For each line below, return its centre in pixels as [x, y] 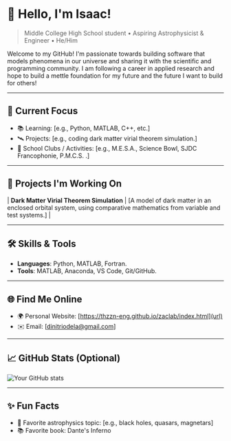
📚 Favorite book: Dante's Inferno [64, 430]
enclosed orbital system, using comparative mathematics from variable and [114, 207]
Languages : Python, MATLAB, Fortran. [72, 263]
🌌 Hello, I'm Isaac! [59, 14]
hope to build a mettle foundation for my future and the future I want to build [115, 76]
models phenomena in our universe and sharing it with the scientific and [109, 61]
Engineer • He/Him [51, 40]
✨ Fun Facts [33, 406]
